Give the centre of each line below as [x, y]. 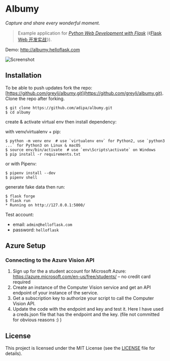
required [22, 282]
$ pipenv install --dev [31, 173]
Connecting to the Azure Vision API [50, 260]
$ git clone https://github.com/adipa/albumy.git [59, 108]
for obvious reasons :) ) [37, 320]
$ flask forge [20, 196]
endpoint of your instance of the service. [55, 293]
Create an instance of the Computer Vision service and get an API [82, 287]
